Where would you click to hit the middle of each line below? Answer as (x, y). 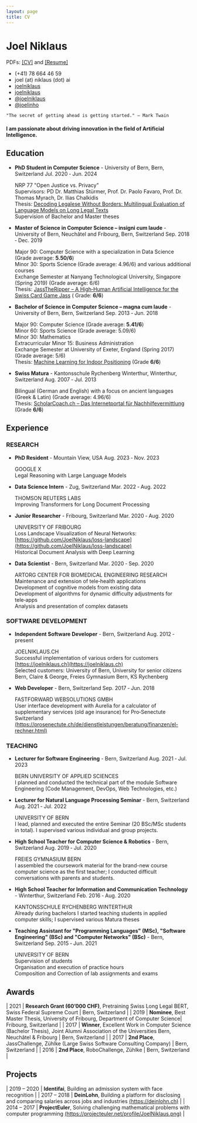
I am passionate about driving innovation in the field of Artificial (85, 129)
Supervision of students (43, 961)
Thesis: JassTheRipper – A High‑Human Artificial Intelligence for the (96, 289)
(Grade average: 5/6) (40, 356)
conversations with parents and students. (64, 878)
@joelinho (27, 105)
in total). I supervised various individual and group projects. (86, 830)
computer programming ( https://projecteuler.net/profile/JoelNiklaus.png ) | (95, 1114)
